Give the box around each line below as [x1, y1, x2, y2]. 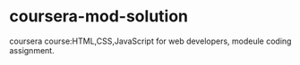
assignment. [9, 45, 56, 55]
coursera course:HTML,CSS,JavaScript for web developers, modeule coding [9, 36, 292, 46]
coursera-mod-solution [9, 6, 189, 27]
